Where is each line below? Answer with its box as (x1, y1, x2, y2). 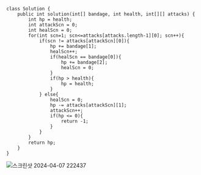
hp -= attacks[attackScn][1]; (49, 102, 127, 108)
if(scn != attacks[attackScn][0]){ (38, 38, 130, 44)
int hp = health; (28, 17, 72, 23)
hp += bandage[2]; (60, 59, 108, 65)
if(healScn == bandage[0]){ (49, 54, 122, 60)
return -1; (60, 118, 89, 124)
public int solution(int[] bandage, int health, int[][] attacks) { (17, 11, 196, 17)
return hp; (28, 140, 56, 146)
